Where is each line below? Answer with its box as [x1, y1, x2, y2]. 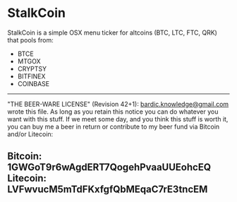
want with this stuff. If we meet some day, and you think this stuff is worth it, [7, 114, 229, 123]
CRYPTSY [17, 64, 47, 73]
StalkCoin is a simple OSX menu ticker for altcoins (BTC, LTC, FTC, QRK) [7, 28, 217, 37]
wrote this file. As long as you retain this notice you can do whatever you [7, 107, 219, 116]
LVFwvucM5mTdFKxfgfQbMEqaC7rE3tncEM [7, 184, 208, 196]
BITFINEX [17, 72, 46, 81]
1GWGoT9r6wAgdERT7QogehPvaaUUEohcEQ [7, 161, 212, 174]
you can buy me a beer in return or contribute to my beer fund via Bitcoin [7, 122, 220, 131]
